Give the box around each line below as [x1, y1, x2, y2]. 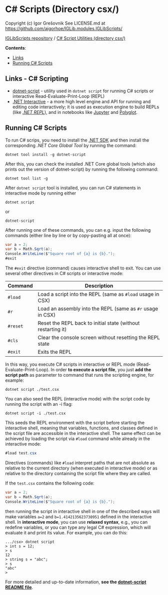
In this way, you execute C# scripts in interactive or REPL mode [5, 361, 135, 367]
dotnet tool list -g [5, 176, 48, 181]
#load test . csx [5, 451, 37, 456]
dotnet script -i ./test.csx [5, 411, 66, 416]
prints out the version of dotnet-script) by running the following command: [5, 166, 158, 172]
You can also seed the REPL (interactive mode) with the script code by [5, 396, 150, 402]
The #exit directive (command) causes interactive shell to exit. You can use [5, 265, 161, 271]
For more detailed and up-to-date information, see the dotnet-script [5, 578, 146, 585]
